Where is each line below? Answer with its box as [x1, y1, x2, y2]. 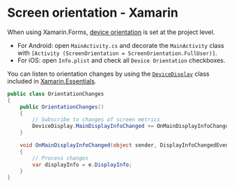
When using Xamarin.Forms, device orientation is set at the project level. [7, 28, 215, 36]
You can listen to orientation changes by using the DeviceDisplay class [7, 70, 210, 78]
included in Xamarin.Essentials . [7, 76, 97, 85]
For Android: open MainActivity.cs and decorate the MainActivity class [17, 41, 224, 49]
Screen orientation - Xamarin [7, 5, 179, 21]
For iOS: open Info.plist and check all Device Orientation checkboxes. [17, 56, 226, 64]
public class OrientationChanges [7, 90, 104, 97]
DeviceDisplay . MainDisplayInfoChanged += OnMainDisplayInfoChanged [32, 123, 232, 130]
